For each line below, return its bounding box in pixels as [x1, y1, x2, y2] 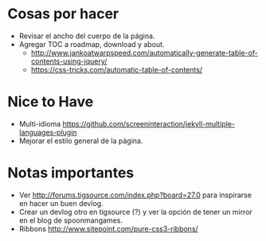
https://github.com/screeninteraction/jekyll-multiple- [62, 119, 236, 128]
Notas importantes [7, 164, 135, 182]
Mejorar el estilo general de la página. [18, 136, 143, 146]
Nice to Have [7, 93, 94, 111]
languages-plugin [18, 127, 77, 137]
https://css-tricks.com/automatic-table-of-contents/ [30, 64, 203, 74]
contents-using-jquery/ [30, 56, 108, 66]
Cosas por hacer [7, 5, 119, 23]
